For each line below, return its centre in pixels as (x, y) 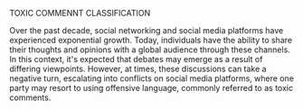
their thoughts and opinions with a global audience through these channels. (150, 50)
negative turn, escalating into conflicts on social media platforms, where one (151, 78)
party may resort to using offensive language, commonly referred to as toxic (151, 88)
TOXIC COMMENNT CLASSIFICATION (80, 13)
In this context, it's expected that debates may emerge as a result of (136, 59)
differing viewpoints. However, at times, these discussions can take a (138, 69)
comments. (30, 97)
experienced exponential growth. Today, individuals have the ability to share (151, 40)
